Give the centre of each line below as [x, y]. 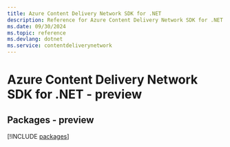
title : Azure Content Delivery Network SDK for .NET [84, 13]
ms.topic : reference [37, 33]
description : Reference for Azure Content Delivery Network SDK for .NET [115, 20]
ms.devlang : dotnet [35, 39]
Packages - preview [51, 120]
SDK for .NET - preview [75, 95]
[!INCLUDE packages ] [38, 136]
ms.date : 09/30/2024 [37, 26]
